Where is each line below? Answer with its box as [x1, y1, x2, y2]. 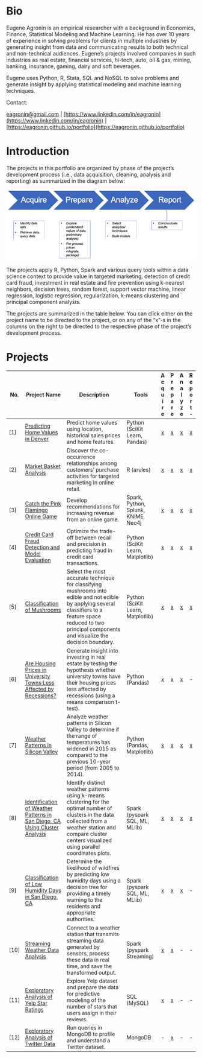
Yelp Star [25, 999, 48, 1007]
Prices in [25, 666, 47, 673]
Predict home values [67, 419, 118, 426]
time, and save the [67, 962, 112, 969]
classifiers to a [67, 606, 103, 613]
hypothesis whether [67, 666, 116, 673]
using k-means [67, 792, 105, 799]
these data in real [67, 956, 110, 963]
